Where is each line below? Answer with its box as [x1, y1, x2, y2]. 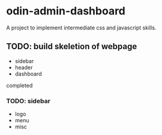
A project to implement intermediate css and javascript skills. [6, 24, 157, 31]
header [14, 64, 33, 71]
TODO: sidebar [6, 97, 51, 105]
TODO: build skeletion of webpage [6, 41, 137, 52]
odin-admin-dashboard [6, 4, 126, 18]
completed [6, 82, 33, 89]
